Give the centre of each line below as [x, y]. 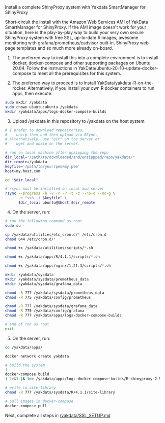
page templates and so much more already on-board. [59, 48]
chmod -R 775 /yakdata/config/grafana [45, 311]
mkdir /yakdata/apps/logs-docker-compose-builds [56, 111]
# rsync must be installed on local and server [55, 189]
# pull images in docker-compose [39, 401]
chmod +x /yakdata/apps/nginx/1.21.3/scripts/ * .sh [58, 266]
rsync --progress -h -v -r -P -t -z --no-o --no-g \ [60, 194]
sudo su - [15, 226]
